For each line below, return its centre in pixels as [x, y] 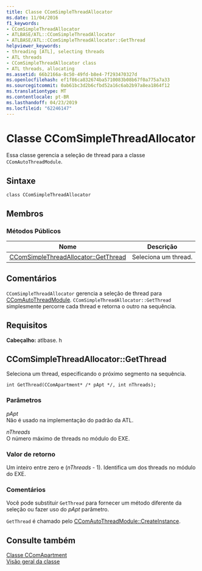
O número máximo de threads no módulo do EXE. [68, 438]
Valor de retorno [31, 454]
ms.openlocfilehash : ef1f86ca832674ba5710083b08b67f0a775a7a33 [88, 80]
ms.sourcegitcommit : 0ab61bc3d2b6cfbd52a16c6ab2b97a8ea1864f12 [88, 86]
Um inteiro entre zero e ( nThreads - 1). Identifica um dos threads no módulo [101, 467]
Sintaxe [21, 181]
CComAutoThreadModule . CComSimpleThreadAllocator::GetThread [89, 300]
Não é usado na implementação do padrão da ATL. [70, 420]
